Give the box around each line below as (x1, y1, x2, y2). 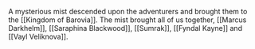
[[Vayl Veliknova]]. (8, 32, 69, 41)
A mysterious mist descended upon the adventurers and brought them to (8, 7, 248, 16)
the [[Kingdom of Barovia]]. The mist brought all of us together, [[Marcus (8, 15, 247, 24)
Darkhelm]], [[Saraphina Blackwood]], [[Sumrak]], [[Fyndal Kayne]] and (8, 24, 243, 32)
